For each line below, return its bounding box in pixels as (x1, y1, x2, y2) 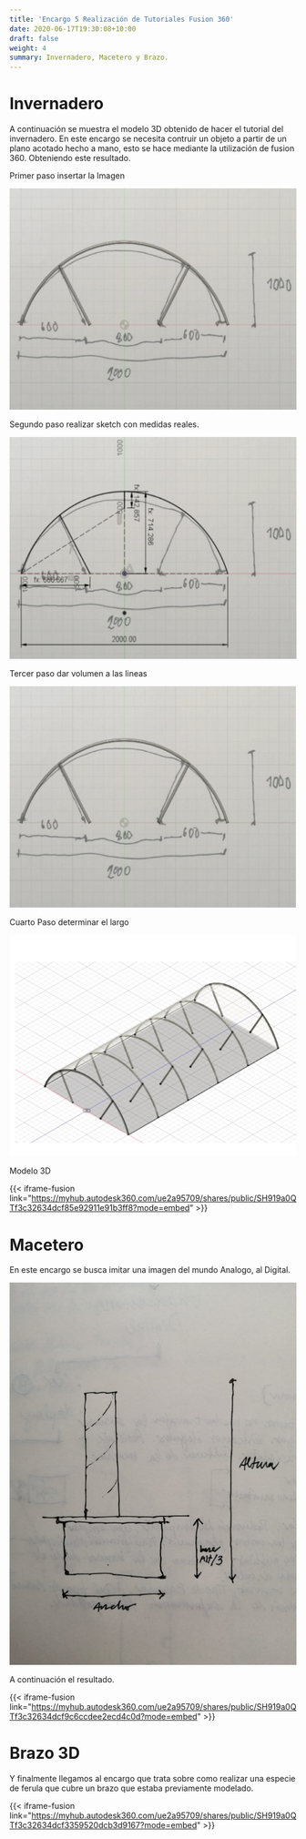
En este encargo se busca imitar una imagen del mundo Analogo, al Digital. (9, 1265, 291, 1275)
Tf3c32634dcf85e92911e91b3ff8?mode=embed (9, 1203, 190, 1214)
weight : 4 (9, 44, 47, 53)
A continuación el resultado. (9, 1674, 116, 1685)
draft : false (9, 34, 59, 43)
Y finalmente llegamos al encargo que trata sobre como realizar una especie (9, 1773, 296, 1784)
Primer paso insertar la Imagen (9, 170, 126, 181)
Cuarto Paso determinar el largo (9, 917, 129, 928)
